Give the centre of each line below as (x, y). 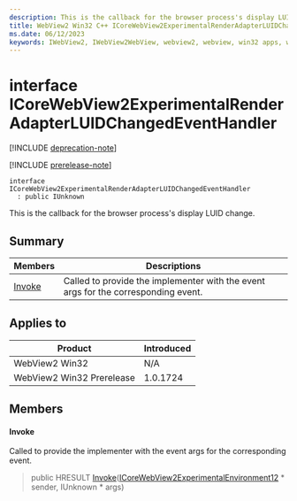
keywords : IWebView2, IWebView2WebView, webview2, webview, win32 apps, (146, 42)
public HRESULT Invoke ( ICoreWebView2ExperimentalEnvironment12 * (158, 478)
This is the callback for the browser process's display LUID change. (132, 213)
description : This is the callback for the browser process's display (142, 17)
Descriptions (173, 266)
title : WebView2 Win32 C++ (59, 26)
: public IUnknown (51, 197)
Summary (37, 241)
